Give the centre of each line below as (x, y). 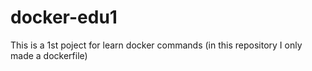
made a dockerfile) (49, 55)
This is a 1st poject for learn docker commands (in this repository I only (156, 45)
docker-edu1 (64, 17)
